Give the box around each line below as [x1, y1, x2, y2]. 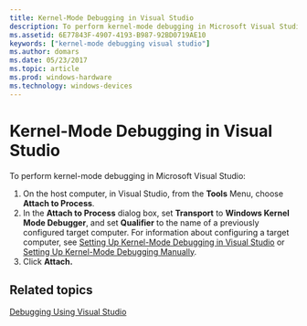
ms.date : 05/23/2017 [9, 56, 89, 65]
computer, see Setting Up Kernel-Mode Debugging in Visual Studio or [22, 237, 285, 247]
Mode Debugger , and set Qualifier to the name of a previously [22, 216, 259, 228]
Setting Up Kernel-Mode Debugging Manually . [22, 246, 197, 257]
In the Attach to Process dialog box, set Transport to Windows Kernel [22, 207, 290, 218]
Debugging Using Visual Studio [9, 307, 127, 318]
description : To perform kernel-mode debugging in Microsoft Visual [9, 22, 276, 31]
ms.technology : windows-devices [9, 81, 132, 90]
